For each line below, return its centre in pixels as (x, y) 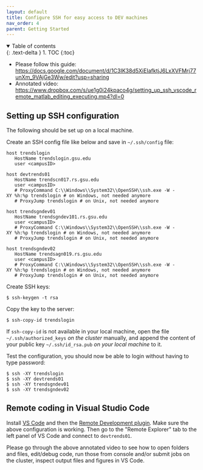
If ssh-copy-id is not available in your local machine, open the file (88, 332)
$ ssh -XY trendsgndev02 (38, 390)
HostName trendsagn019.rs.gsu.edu (58, 254)
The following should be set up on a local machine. (70, 131)
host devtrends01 (28, 175)
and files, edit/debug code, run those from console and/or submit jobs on (98, 454)
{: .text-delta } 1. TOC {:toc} (40, 53)
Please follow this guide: (46, 64)
